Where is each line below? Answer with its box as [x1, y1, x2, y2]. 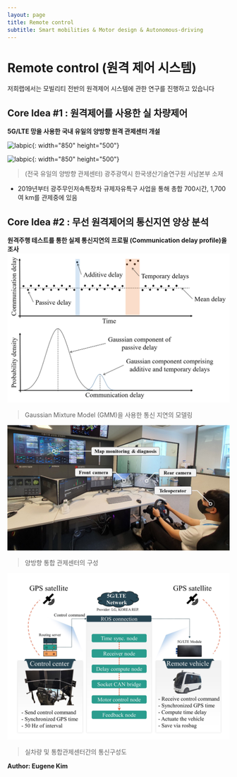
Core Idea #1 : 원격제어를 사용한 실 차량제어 [7, 107, 188, 119]
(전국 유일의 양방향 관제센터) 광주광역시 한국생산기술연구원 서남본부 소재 [24, 169, 224, 178]
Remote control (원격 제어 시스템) [7, 60, 197, 76]
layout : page [7, 11, 46, 18]
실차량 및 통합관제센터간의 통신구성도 [24, 747, 127, 756]
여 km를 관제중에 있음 [17, 193, 78, 202]
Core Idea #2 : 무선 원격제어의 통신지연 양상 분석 [7, 216, 209, 228]
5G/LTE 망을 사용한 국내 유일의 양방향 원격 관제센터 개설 [7, 127, 161, 135]
